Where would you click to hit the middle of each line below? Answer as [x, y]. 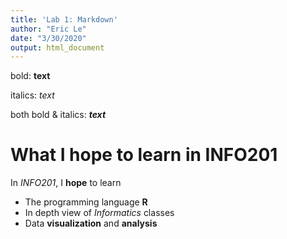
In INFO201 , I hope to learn [66, 183]
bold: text [30, 76]
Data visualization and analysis [91, 223]
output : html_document [57, 47]
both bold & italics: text [58, 115]
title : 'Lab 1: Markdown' [64, 19]
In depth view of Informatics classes [99, 213]
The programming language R [86, 202]
